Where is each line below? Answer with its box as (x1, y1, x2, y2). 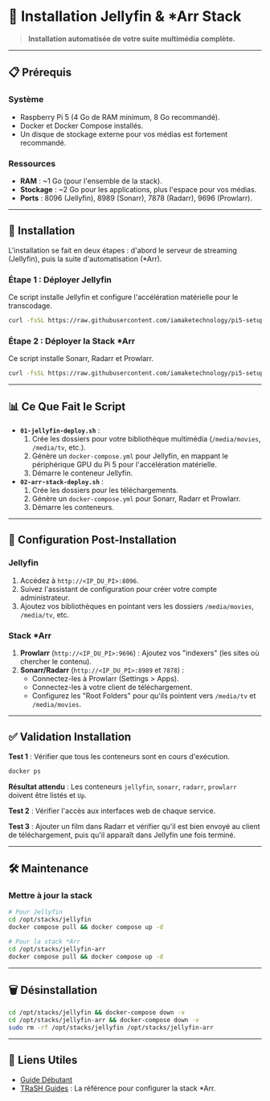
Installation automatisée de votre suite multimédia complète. (27, 34, 235, 43)
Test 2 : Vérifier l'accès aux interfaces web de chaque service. (8, 806, 216, 815)
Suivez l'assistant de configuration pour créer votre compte (19, 584, 218, 594)
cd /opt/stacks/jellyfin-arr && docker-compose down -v (8, 1017, 199, 1025)
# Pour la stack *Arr (8, 937, 81, 946)
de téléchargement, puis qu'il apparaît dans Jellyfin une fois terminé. (8, 830, 236, 840)
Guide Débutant (19, 1074, 73, 1084)
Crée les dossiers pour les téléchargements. (31, 485, 178, 495)
